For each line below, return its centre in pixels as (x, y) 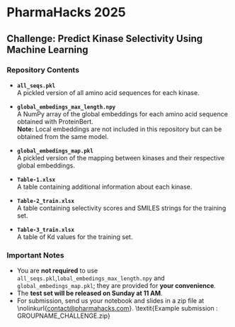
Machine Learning (48, 49)
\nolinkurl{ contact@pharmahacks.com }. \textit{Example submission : (117, 309)
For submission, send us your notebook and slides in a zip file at (110, 301)
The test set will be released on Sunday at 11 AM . (90, 293)
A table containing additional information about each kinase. (104, 187)
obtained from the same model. (63, 136)
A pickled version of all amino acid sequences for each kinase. (108, 92)
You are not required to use (57, 271)
